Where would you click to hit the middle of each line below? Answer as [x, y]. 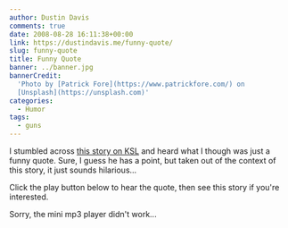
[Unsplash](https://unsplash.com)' [83, 92]
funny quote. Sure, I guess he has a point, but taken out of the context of [143, 160]
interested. [29, 197]
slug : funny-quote [43, 51]
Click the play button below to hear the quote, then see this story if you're [144, 187]
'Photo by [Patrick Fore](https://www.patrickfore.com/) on [131, 84]
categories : [31, 101]
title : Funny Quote [45, 59]
